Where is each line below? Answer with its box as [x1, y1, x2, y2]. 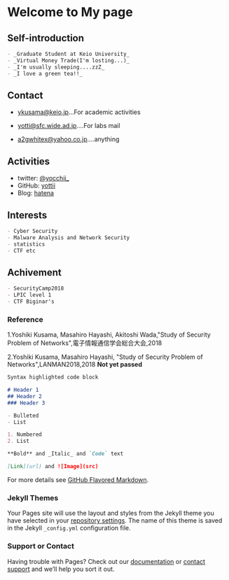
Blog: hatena [17, 189, 55, 197]
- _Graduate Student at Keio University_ [7, 50, 130, 57]
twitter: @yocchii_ [17, 174, 69, 183]
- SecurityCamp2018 [7, 285, 64, 292]
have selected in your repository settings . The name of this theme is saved [7, 516, 223, 525]
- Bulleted [7, 412, 39, 419]
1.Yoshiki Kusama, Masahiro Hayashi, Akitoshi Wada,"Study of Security [7, 330, 211, 339]
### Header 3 [7, 399, 46, 406]
